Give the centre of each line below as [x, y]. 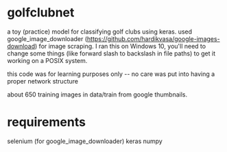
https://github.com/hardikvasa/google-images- [154, 38]
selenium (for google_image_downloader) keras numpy [85, 141]
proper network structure [43, 81]
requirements [46, 122]
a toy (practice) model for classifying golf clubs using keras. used [100, 31]
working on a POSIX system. [47, 60]
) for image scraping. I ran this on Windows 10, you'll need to [120, 46]
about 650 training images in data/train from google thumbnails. [97, 94]
